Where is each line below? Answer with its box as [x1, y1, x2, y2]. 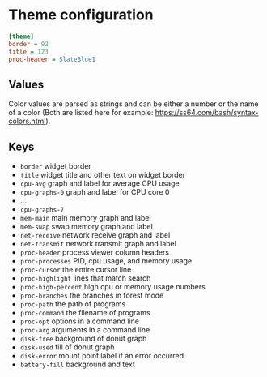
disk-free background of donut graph [19, 334, 147, 344]
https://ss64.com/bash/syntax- [155, 108, 259, 118]
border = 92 [8, 40, 49, 48]
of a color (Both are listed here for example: [8, 108, 154, 118]
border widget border [19, 161, 91, 171]
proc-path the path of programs [19, 299, 126, 309]
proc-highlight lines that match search [19, 273, 151, 283]
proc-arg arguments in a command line [19, 325, 150, 335]
